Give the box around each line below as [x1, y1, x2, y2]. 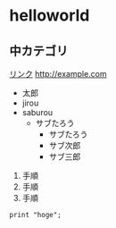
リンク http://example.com [9, 69, 107, 79]
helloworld [9, 5, 90, 26]
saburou [21, 107, 54, 117]
